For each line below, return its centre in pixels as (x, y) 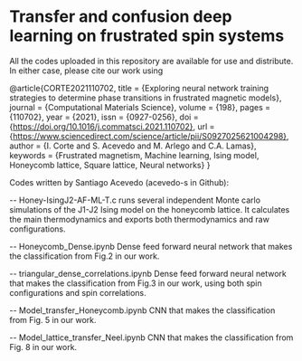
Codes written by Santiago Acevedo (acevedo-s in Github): (119, 182)
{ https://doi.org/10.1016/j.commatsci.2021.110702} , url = (112, 126)
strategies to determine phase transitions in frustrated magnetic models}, (146, 98)
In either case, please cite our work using (86, 71)
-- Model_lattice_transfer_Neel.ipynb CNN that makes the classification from (151, 337)
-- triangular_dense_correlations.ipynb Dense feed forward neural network (148, 273)
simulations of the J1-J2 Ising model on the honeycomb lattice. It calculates (150, 209)
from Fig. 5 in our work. (53, 319)
